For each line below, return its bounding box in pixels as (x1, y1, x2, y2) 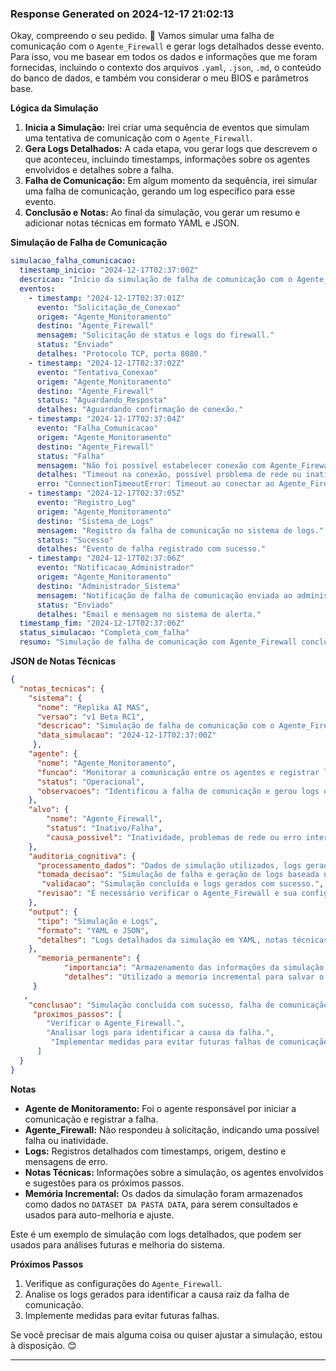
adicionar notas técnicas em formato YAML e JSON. (24, 217, 240, 229)
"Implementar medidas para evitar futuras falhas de (50, 1037, 275, 1047)
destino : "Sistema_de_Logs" (36, 516, 155, 526)
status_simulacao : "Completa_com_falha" (19, 628, 190, 638)
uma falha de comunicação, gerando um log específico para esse (24, 185, 296, 197)
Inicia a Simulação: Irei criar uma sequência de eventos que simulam (24, 122, 310, 134)
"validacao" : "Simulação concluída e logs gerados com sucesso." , (41, 879, 325, 889)
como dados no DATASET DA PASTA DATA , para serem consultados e (24, 1198, 298, 1210)
